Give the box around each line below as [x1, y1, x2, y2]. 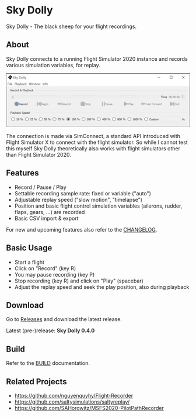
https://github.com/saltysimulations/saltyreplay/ [14, 398, 130, 405]
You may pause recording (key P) [14, 271, 95, 278]
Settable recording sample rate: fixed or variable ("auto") [14, 189, 152, 197]
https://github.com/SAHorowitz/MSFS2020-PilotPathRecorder [14, 404, 164, 411]
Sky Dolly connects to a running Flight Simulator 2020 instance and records [6, 55, 188, 62]
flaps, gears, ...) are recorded [14, 208, 85, 215]
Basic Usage [6, 243, 52, 253]
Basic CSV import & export [14, 215, 79, 222]
